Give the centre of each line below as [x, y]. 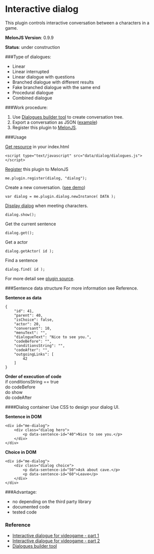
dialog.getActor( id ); [30, 251]
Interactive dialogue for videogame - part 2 [56, 541]
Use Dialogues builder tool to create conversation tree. [68, 117]
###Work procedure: [26, 107]
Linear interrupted [31, 71]
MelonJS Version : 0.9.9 [30, 38]
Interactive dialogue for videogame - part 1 [56, 536]
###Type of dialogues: [28, 57]
